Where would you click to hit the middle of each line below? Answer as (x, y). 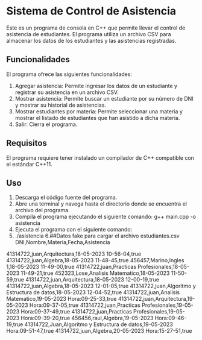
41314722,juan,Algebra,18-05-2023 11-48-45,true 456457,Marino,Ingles (95, 260)
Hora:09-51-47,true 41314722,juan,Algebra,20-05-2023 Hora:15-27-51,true (99, 331)
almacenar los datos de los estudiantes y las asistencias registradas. (91, 40)
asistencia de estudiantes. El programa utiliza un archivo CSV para (89, 34)
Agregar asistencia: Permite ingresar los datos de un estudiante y (96, 86)
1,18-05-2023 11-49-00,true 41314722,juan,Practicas (71, 267)
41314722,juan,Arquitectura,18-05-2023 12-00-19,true (92, 280)
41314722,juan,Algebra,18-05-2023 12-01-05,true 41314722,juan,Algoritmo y (101, 286)
